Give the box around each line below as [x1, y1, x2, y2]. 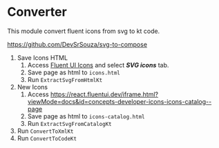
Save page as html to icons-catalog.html [27, 112, 145, 120]
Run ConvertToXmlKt [17, 127, 74, 135]
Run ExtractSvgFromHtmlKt [27, 75, 103, 83]
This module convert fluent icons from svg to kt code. [7, 27, 160, 35]
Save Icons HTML [17, 53, 68, 62]
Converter [7, 4, 67, 20]
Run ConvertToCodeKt [17, 134, 77, 142]
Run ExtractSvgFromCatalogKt [27, 119, 112, 127]
